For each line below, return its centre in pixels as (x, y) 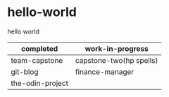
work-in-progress (117, 48)
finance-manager (105, 72)
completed (39, 48)
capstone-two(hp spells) (117, 60)
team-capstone (37, 60)
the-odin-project (40, 83)
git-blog (25, 72)
